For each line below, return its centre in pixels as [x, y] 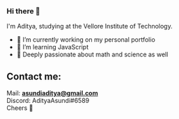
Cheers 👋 [20, 108]
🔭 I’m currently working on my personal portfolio [86, 40]
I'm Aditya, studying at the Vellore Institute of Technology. [89, 26]
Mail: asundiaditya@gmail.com [52, 93]
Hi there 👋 [24, 11]
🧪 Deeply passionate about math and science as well [92, 54]
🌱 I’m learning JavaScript [52, 47]
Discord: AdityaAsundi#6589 [48, 101]
